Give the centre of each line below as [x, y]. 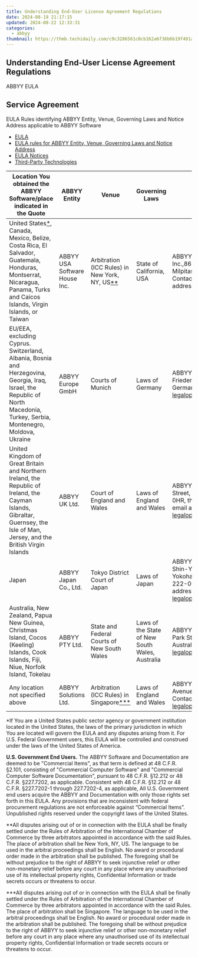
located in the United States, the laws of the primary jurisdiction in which [94, 726]
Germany [149, 387]
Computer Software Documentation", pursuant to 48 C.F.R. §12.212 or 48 [94, 775]
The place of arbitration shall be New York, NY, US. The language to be [92, 843]
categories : [21, 28]
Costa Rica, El [28, 245]
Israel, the [23, 387]
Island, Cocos [28, 637]
